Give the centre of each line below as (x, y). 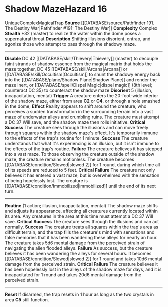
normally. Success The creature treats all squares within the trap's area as (82, 227)
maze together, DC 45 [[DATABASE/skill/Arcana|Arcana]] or (66, 69)
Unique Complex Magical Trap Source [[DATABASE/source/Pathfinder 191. (80, 23)
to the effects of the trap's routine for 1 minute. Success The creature (77, 138)
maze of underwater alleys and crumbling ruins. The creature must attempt (82, 117)
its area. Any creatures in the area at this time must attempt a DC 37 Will (79, 216)
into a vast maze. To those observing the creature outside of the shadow (80, 154)
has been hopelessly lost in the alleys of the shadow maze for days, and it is (83, 269)
